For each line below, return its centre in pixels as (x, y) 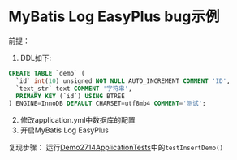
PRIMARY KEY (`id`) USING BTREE (71, 96)
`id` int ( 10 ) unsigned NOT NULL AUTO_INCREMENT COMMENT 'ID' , (123, 81)
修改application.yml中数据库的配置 (78, 120)
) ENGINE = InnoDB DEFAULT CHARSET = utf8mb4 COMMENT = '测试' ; (108, 104)
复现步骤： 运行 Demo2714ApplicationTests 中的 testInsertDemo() (116, 148)
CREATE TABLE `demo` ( (47, 73)
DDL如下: (35, 58)
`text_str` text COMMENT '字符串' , (74, 89)
